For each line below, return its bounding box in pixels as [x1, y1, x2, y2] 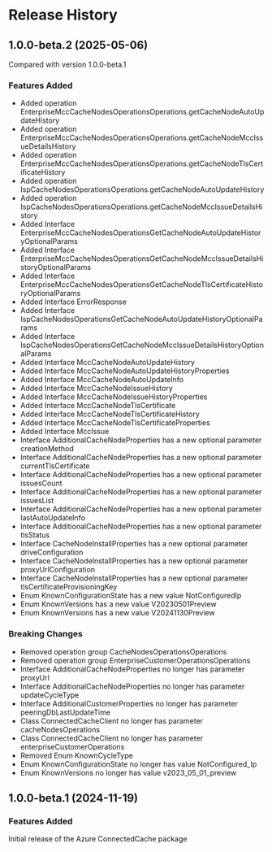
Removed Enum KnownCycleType [19, 750, 134, 760]
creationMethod [19, 444, 75, 454]
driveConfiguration [19, 547, 84, 558]
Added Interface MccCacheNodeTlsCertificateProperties [19, 418, 211, 428]
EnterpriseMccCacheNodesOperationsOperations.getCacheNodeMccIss [19, 133, 264, 143]
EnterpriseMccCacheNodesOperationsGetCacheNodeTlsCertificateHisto [19, 280, 264, 289]
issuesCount [19, 478, 63, 489]
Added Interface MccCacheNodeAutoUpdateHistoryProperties [19, 366, 230, 376]
